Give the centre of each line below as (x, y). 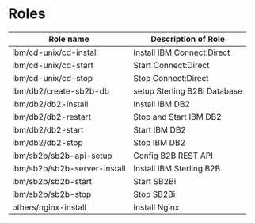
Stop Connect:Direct (171, 78)
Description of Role (188, 39)
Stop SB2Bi (154, 194)
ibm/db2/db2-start (48, 129)
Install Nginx (156, 207)
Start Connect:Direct (171, 65)
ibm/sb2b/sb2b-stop (52, 194)
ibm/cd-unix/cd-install (55, 52)
